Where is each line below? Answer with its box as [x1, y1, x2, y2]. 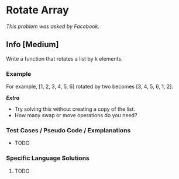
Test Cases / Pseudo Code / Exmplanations [6, 126, 131, 134]
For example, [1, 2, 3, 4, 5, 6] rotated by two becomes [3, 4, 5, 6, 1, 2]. [6, 83, 174, 90]
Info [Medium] [6, 40, 59, 50]
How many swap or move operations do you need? [14, 112, 137, 119]
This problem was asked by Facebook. [6, 23, 99, 30]
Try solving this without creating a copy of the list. [14, 106, 136, 113]
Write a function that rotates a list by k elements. [6, 55, 123, 62]
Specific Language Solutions [6, 154, 89, 162]
